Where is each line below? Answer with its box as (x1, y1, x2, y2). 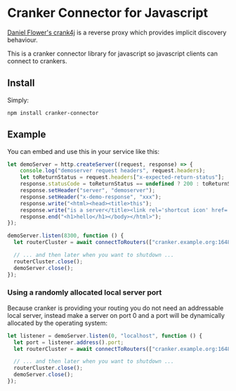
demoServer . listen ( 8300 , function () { (7, 232, 124, 240)
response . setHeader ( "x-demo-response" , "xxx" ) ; (20, 193, 162, 200)
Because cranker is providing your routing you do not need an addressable (7, 304, 224, 312)
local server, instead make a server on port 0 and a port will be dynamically (7, 311, 225, 319)
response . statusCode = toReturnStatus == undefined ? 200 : (20, 181, 199, 188)
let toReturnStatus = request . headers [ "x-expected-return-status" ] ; (20, 174, 225, 181)
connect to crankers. (7, 56, 68, 65)
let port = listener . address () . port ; (13, 339, 124, 346)
